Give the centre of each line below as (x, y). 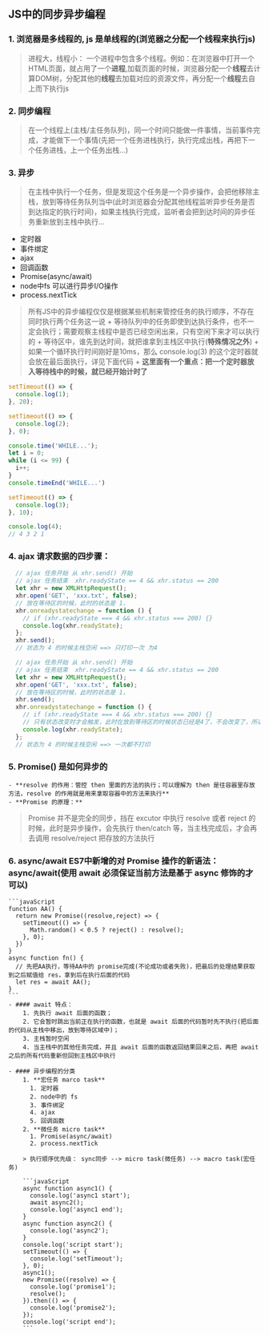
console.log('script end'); (69, 1322)
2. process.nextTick (64, 1144)
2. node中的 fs (54, 1097)
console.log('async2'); (69, 1231)
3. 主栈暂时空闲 (46, 1039)
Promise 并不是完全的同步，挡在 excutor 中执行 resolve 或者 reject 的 (142, 818)
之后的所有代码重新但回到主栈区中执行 (62, 1056)
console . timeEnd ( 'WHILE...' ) (57, 483)
